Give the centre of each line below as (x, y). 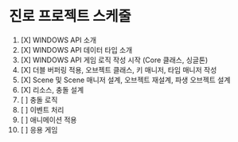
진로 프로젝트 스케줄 (70, 16)
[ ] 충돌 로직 (39, 100)
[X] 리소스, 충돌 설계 (52, 89)
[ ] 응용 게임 (39, 129)
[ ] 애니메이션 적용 (49, 120)
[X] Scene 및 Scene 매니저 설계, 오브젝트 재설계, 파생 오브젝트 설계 (125, 80)
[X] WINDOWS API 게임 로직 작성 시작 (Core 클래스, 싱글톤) (114, 60)
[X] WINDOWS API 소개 (59, 40)
